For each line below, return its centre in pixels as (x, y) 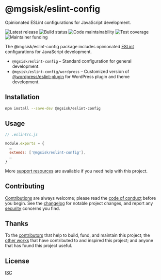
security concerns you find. (32, 208)
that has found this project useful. (39, 246)
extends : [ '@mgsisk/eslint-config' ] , (48, 153)
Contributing (25, 186)
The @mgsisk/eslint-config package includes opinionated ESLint (70, 46)
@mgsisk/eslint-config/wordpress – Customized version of (71, 71)
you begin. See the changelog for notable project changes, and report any (79, 203)
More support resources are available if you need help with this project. (76, 171)
